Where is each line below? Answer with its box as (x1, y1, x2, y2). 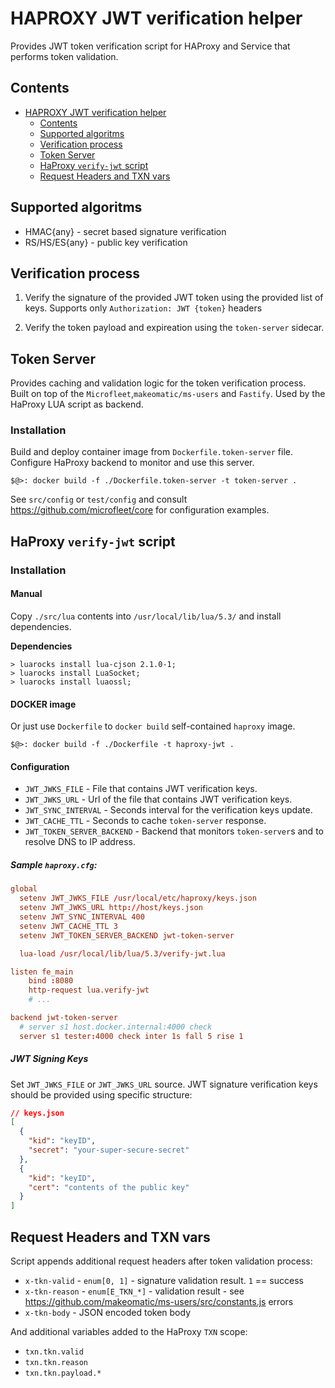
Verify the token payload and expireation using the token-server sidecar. (24, 322, 325, 334)
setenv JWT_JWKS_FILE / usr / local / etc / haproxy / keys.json (19, 893, 257, 904)
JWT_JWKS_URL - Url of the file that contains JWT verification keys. (24, 793, 293, 806)
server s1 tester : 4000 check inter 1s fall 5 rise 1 (19, 1031, 244, 1041)
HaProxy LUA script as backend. (10, 398, 144, 411)
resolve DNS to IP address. (24, 836, 136, 848)
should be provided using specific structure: (10, 1088, 193, 1101)
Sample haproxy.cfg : (10, 859, 98, 871)
